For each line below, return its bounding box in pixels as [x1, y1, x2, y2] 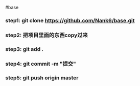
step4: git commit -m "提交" [5, 60, 77, 67]
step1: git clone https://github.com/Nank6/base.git [5, 17, 135, 24]
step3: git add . [5, 45, 44, 52]
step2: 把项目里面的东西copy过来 [5, 32, 88, 39]
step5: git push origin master [5, 74, 79, 81]
